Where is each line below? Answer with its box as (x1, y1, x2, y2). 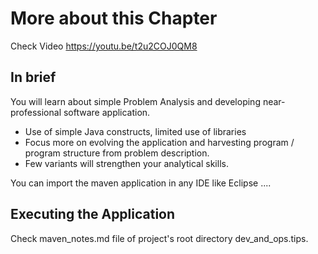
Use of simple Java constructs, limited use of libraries (24, 125, 247, 137)
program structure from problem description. (24, 147, 210, 159)
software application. (63, 106, 151, 118)
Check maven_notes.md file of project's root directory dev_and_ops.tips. (10, 232, 309, 244)
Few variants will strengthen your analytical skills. (24, 157, 229, 169)
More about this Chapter (10, 7, 218, 30)
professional (10, 106, 62, 118)
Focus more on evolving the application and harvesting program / (24, 136, 295, 148)
